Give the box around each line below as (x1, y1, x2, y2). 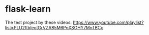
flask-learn (5, 3, 51, 15)
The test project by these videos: (5, 19, 72, 25)
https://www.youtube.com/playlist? (73, 19, 144, 25)
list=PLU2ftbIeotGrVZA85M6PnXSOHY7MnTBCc (5, 24, 104, 30)
